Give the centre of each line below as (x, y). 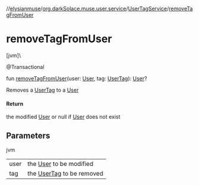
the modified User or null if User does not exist (63, 117)
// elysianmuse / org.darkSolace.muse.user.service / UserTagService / (88, 9)
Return (15, 104)
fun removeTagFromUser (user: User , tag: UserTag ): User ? (77, 78)
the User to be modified (61, 164)
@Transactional (25, 67)
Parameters (28, 135)
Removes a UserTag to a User (42, 90)
